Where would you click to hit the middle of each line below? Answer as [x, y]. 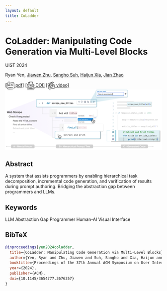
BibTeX [16, 235]
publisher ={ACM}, [28, 274]
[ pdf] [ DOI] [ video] [37, 85]
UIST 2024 [16, 65]
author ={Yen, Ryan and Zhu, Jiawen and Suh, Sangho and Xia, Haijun [82, 258]
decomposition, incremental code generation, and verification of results [79, 181]
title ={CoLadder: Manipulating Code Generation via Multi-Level [78, 252]
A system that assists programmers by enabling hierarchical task [71, 176]
